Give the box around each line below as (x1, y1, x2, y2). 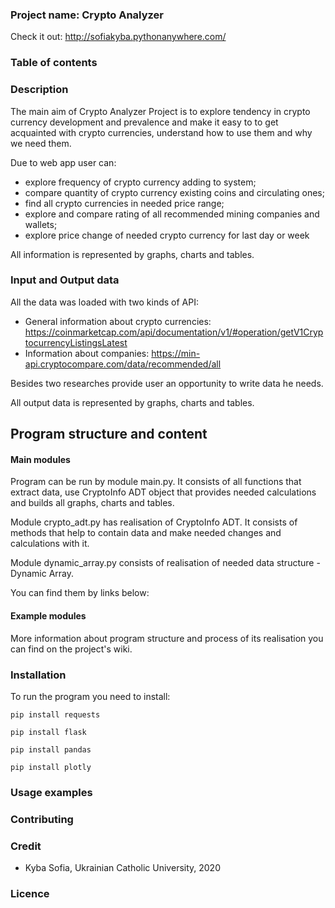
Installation (10, 668, 67, 682)
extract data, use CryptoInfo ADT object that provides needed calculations (10, 486, 317, 498)
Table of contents (10, 56, 98, 70)
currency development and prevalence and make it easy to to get (10, 116, 279, 128)
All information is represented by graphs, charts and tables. (10, 248, 255, 260)
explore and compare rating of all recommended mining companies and (24, 208, 320, 220)
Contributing (10, 812, 74, 826)
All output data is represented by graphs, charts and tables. (10, 396, 255, 408)
